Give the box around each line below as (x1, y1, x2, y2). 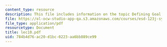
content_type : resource (5, 7, 55, 12)
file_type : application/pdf (5, 21, 64, 26)
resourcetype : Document (5, 25, 55, 30)
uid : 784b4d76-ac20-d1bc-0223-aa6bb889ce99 (5, 35, 97, 40)
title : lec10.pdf (5, 30, 41, 35)
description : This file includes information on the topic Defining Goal (5, 12, 162, 17)
